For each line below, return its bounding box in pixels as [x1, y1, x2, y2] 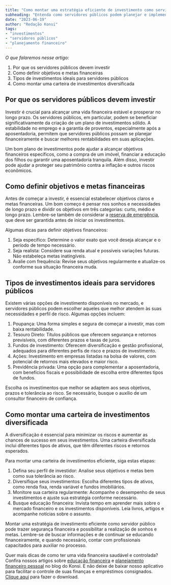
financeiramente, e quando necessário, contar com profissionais [5, 537, 141, 543]
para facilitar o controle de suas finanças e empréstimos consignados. [5, 568, 153, 574]
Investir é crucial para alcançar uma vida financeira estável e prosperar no [5, 109, 161, 115]
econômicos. [5, 167, 33, 173]
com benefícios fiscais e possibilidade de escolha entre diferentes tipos [12, 369, 163, 375]
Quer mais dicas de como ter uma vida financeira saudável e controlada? [5, 552, 158, 558]
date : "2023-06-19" [5, 17, 47, 22]
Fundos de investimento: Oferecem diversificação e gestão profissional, [12, 342, 164, 348]
